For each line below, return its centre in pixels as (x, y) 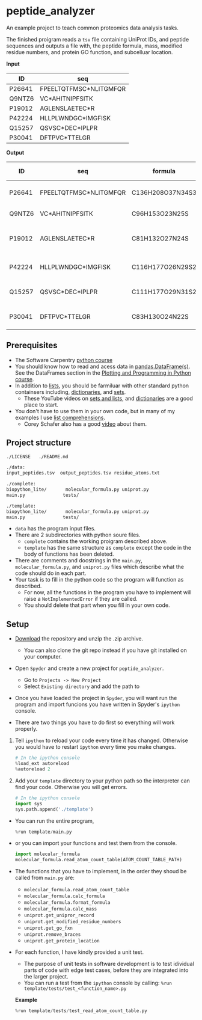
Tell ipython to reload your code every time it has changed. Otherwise (101, 740)
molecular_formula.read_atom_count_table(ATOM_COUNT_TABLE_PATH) (98, 860)
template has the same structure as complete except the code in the (107, 548)
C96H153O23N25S (160, 214)
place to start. (41, 405)
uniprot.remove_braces (52, 935)
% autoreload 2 (32, 769)
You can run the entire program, (54, 821)
